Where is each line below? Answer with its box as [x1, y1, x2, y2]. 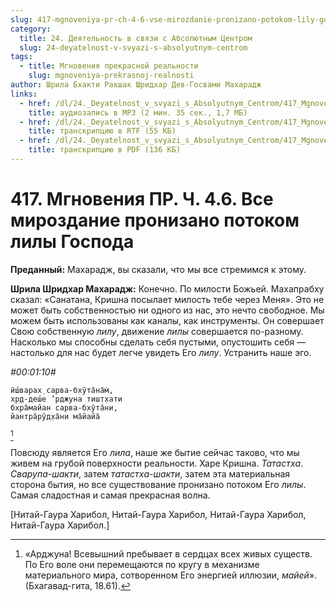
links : [10, 89, 38, 99]
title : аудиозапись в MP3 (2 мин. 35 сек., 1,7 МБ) [28, 107, 248, 118]
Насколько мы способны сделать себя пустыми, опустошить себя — [10, 336, 307, 348]
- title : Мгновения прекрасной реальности [19, 61, 199, 71]
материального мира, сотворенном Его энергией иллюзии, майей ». [24, 569, 318, 581]
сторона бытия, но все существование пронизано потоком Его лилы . [10, 478, 307, 490]
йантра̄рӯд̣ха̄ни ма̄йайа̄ [10, 411, 101, 421]
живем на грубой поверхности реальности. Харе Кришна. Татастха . [10, 457, 304, 469]
